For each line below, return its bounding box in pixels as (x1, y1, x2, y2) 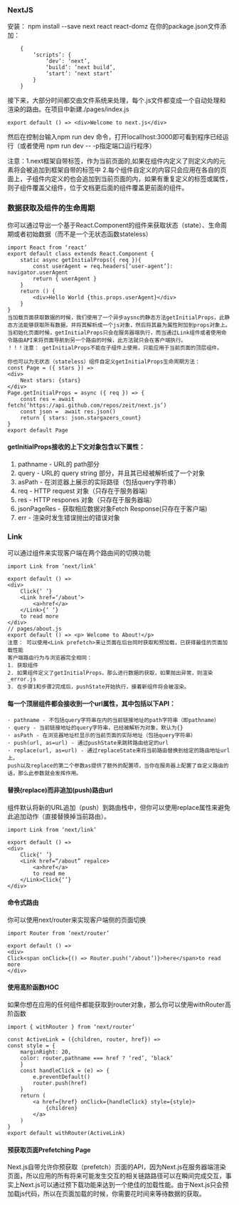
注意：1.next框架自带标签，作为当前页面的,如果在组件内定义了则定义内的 (7, 157, 220, 166)
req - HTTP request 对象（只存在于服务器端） (17, 487, 152, 495)
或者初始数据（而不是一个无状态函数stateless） (13, 230, 152, 238)
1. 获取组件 (7, 662, 39, 669)
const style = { (7, 1042, 55, 1049)
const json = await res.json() (20, 408, 116, 415)
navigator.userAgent (7, 269, 69, 276)
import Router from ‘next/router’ (7, 930, 110, 937)
